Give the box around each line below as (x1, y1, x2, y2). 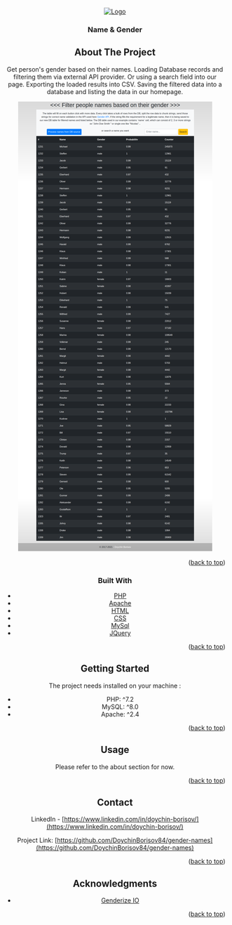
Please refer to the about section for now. (55, 762, 175, 771)
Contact (97, 796, 133, 808)
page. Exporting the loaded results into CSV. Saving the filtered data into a (7, 80, 223, 88)
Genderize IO (101, 896, 139, 905)
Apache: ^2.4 (101, 709, 139, 719)
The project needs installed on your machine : (48, 681, 182, 690)
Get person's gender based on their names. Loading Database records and (6, 65, 224, 73)
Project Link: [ (17, 836, 57, 845)
